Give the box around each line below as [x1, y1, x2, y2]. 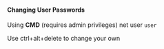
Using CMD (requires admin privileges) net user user [7, 21, 157, 29]
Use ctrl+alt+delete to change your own [7, 35, 121, 43]
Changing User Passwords [7, 6, 85, 14]
